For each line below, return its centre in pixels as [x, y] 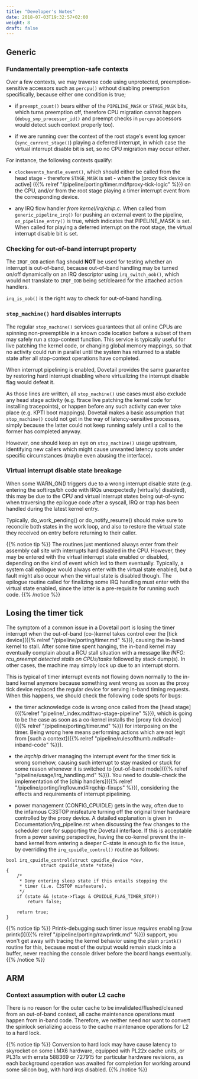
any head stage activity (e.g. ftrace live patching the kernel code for [89, 400]
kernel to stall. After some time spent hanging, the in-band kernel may [91, 646]
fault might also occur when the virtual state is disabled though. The [89, 575]
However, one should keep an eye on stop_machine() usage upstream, [92, 443]
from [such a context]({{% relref [54, 738]
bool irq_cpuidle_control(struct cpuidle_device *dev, [75, 860]
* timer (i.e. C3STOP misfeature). [63, 886]
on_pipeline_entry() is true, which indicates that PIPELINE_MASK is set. [103, 221]
